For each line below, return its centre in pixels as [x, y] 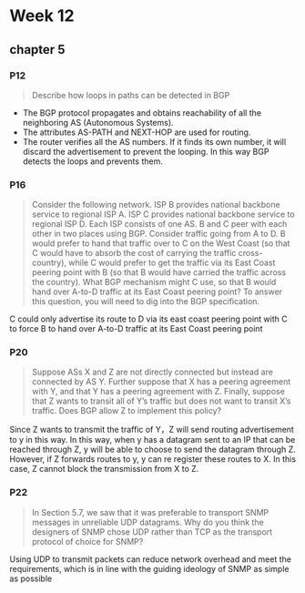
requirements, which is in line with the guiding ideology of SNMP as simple [149, 568]
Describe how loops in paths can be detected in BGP [131, 95]
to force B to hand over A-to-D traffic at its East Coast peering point [136, 329]
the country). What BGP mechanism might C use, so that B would [154, 282]
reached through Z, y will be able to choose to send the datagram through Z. [152, 450]
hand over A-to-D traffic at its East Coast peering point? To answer [157, 291]
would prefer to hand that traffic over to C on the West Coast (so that [161, 243]
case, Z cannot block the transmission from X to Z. [104, 469]
